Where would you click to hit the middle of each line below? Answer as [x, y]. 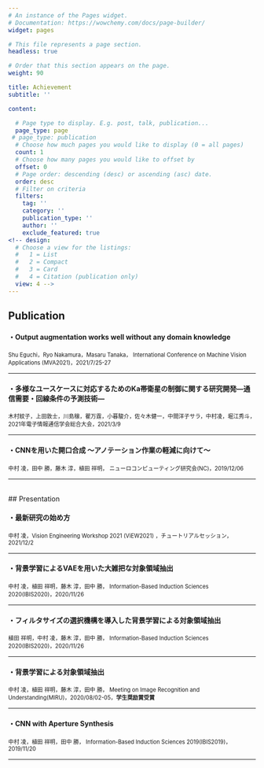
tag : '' [35, 204]
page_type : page [42, 131]
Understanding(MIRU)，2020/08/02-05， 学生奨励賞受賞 [82, 698]
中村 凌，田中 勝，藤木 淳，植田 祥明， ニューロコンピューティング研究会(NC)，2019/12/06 [126, 468]
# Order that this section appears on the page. [89, 66]
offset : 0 [31, 167]
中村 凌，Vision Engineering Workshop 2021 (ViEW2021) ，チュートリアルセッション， [120, 536]
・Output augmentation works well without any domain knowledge [119, 337]
